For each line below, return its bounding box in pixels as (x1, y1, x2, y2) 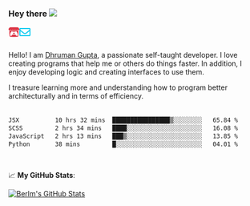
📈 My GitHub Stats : (8, 171, 76, 180)
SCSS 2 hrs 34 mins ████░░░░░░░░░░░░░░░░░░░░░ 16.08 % (8, 124, 239, 132)
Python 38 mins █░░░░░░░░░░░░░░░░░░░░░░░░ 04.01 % (8, 140, 239, 148)
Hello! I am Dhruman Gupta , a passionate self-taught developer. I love (8, 50, 238, 60)
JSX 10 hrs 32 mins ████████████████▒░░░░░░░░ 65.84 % (8, 116, 239, 124)
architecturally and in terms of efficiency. (8, 91, 144, 101)
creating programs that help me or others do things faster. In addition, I (8, 59, 243, 68)
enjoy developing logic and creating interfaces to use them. (8, 67, 204, 77)
